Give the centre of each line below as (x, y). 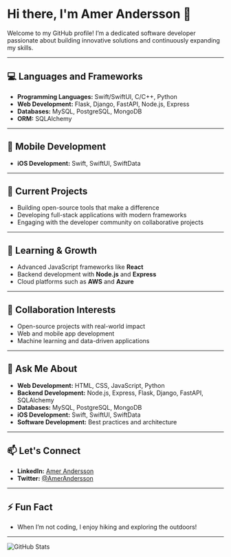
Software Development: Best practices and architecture (97, 422)
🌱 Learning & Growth (52, 250)
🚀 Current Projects (47, 191)
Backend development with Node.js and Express (87, 274)
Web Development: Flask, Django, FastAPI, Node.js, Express (103, 104)
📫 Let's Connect (44, 451)
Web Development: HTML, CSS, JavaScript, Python (91, 385)
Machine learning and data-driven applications (83, 341)
